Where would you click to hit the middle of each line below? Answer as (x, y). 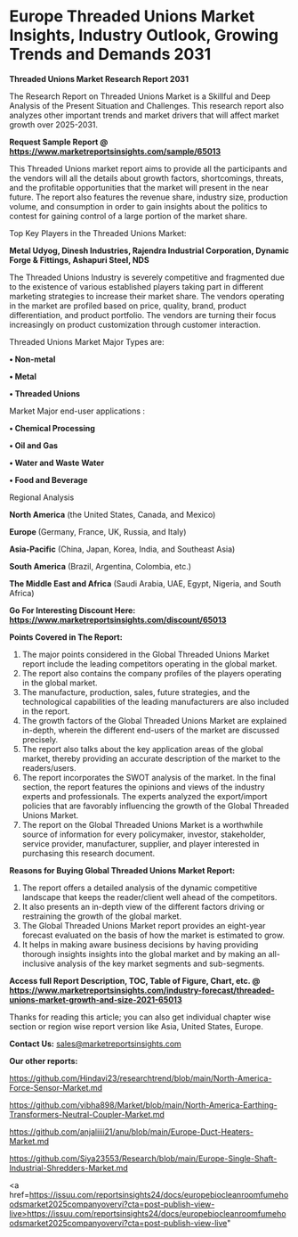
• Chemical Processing (52, 428)
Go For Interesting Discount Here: (72, 610)
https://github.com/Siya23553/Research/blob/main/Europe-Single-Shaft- (143, 1158)
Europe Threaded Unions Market (132, 16)
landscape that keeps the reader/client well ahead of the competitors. (149, 897)
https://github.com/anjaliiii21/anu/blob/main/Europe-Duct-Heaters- (132, 1131)
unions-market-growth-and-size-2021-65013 (96, 999)
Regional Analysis (42, 497)
